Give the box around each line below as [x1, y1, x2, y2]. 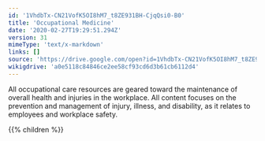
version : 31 [8, 33, 47, 42]
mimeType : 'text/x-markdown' [8, 41, 104, 49]
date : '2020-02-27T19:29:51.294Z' [8, 26, 122, 34]
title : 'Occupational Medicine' [8, 19, 114, 27]
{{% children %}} [8, 124, 65, 134]
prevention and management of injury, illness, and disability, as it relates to [8, 101, 251, 110]
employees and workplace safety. [8, 109, 118, 119]
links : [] [8, 48, 41, 56]
